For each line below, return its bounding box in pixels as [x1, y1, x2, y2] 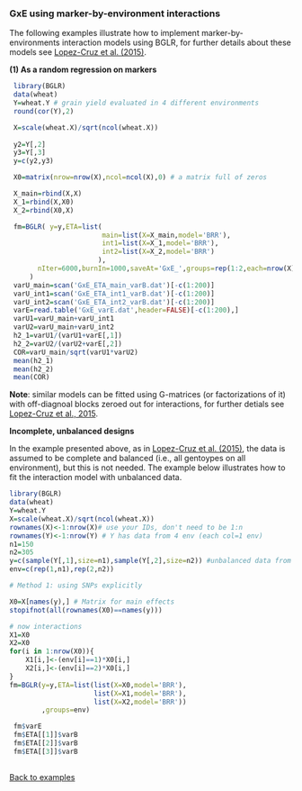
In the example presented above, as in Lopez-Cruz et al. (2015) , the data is [9, 443, 286, 454]
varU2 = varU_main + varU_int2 [13, 323, 115, 332]
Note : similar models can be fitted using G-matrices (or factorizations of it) [9, 389, 286, 400]
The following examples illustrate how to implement [9, 28, 200, 39]
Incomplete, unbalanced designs [9, 426, 135, 437]
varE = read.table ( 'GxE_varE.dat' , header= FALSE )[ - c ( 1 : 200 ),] [13, 305, 240, 315]
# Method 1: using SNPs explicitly [9, 581, 143, 590]
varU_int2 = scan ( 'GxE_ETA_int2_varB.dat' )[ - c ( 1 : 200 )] [13, 297, 216, 306]
